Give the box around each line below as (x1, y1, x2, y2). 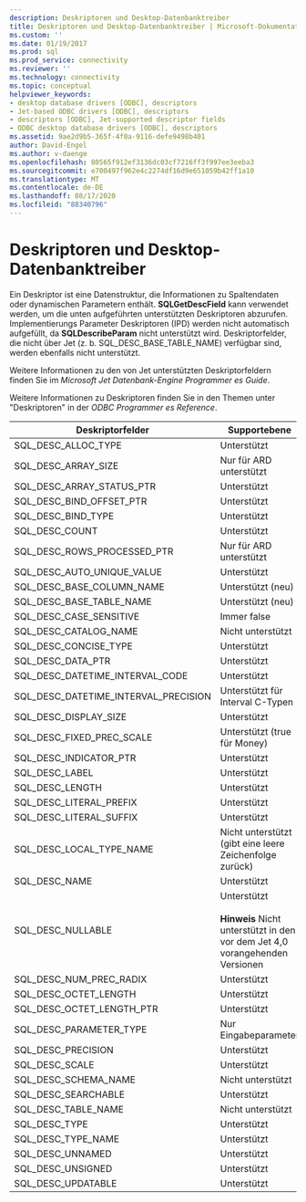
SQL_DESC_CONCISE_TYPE (14, 640, 134, 653)
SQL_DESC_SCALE (14, 1058, 95, 1071)
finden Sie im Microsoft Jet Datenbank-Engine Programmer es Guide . (9, 374, 270, 385)
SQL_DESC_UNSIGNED (14, 1162, 113, 1175)
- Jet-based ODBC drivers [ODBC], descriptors (9, 107, 189, 116)
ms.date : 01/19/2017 (9, 38, 88, 48)
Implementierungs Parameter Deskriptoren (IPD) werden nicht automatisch (9, 318, 290, 329)
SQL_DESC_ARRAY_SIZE (14, 459, 119, 472)
